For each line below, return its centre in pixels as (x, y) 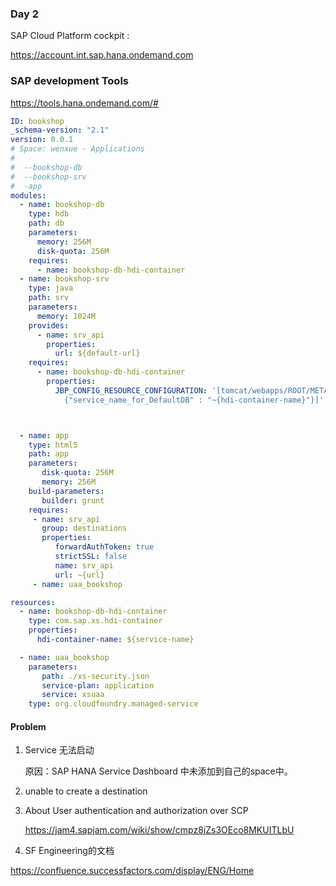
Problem (28, 726)
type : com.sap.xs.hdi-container (95, 621)
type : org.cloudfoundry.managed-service (113, 704)
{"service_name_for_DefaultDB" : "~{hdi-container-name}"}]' (194, 400)
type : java (51, 288)
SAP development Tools (69, 81)
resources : (33, 602)
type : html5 (53, 445)
